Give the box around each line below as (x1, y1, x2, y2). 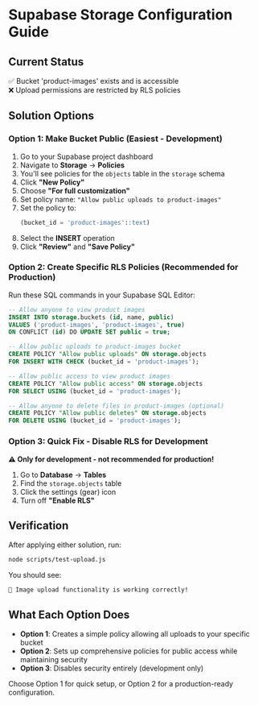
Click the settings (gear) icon (19, 487, 117, 496)
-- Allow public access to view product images (8, 372, 171, 380)
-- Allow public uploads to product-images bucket (8, 342, 182, 351)
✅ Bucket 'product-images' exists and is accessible (8, 77, 179, 85)
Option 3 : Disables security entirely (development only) (19, 663, 204, 674)
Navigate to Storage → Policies (19, 160, 125, 170)
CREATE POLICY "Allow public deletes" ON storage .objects (8, 409, 207, 417)
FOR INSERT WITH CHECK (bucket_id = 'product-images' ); (8, 358, 199, 366)
